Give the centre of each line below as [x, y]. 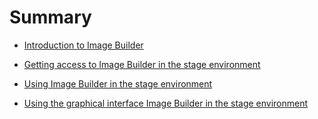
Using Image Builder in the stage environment [118, 83]
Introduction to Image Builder [83, 45]
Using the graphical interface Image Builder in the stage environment [166, 103]
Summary [50, 17]
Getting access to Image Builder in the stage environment [142, 64]
